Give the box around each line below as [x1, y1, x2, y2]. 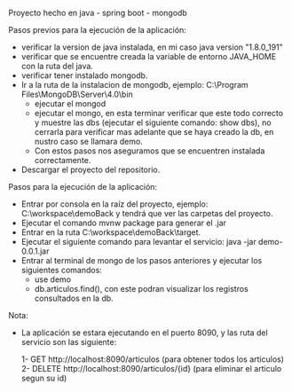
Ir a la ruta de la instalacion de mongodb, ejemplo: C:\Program [20, 80, 249, 90]
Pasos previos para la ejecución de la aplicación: [8, 25, 187, 35]
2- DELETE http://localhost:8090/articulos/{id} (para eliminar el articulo [20, 364, 282, 373]
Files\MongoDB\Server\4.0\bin [20, 89, 134, 99]
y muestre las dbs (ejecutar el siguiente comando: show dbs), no [34, 117, 272, 128]
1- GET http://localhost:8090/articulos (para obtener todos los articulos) [20, 354, 285, 365]
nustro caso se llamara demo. [34, 137, 143, 146]
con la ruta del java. [20, 61, 94, 71]
